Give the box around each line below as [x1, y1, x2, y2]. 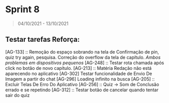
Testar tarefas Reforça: [5, 35, 80, 44]
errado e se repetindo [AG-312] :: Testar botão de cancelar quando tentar [5, 87, 159, 93]
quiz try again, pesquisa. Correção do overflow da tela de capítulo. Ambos [5, 54, 161, 60]
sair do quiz [5, 92, 30, 98]
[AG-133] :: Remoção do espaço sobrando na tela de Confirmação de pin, [5, 48, 159, 55]
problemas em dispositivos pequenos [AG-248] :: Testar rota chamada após [5, 60, 164, 66]
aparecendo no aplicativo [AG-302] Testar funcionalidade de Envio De [5, 70, 152, 76]
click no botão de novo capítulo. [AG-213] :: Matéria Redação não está [5, 65, 152, 71]
